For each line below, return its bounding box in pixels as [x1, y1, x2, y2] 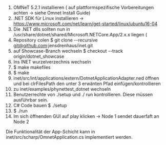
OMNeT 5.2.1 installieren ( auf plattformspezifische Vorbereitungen [13, 5, 154, 10]
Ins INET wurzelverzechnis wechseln [13, 59, 91, 65]
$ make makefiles [13, 64, 51, 70]
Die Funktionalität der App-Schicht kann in [6, 129, 95, 135]
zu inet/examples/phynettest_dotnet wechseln [13, 86, 111, 92]
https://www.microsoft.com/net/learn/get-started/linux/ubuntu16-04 [13, 20, 158, 27]
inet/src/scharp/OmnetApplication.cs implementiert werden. [6, 134, 133, 140]
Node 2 [13, 119, 29, 125]
